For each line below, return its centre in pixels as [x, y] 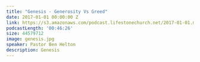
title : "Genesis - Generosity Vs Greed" [57, 12]
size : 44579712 [25, 34]
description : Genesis [33, 50]
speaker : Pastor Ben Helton [41, 45]
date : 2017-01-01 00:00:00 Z [42, 17]
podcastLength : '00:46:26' [40, 28]
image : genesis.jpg [30, 39]
